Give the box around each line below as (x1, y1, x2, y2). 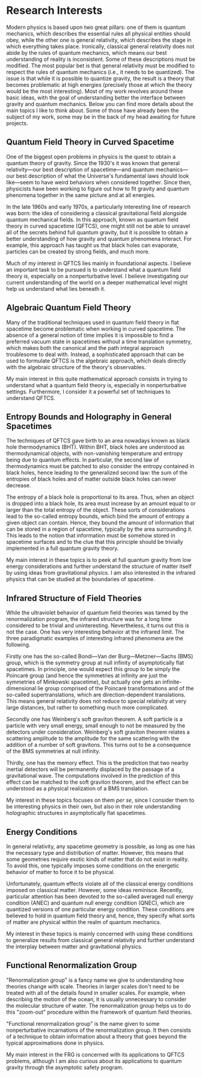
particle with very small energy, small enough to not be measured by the (6, 722, 185, 729)
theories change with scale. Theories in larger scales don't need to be (6, 982, 180, 990)
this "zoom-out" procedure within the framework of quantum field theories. (6, 1008, 192, 1016)
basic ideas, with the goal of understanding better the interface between (6, 94, 186, 101)
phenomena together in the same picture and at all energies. (6, 191, 156, 199)
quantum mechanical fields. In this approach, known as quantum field (6, 216, 179, 223)
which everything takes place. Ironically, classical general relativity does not (6, 43, 195, 50)
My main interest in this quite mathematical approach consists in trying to (6, 375, 188, 382)
